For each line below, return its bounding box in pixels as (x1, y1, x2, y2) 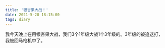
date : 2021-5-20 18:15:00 (5, 12, 60, 17)
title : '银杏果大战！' (5, 7, 48, 13)
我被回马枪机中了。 (5, 37, 45, 43)
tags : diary (5, 17, 30, 22)
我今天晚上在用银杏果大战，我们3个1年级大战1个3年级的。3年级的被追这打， (5, 31, 163, 37)
